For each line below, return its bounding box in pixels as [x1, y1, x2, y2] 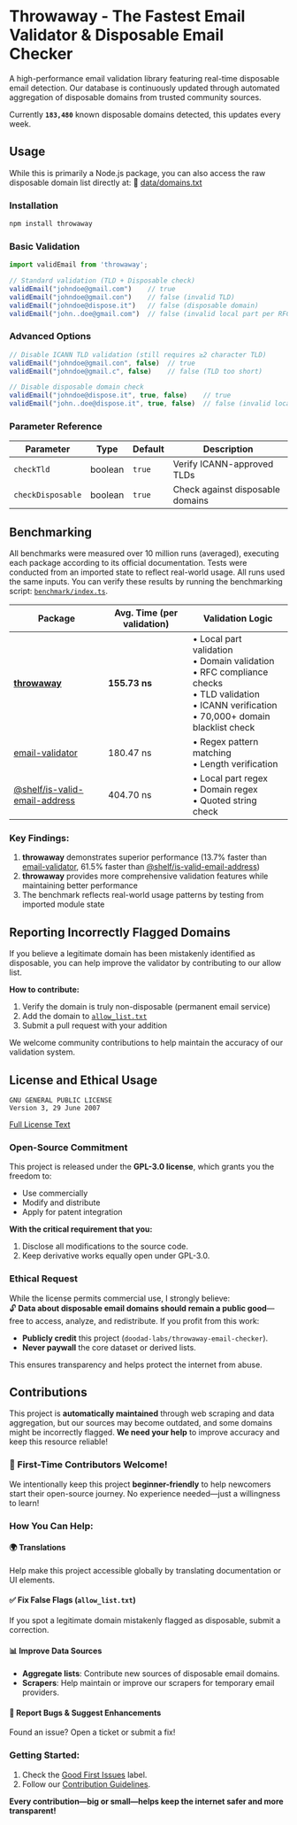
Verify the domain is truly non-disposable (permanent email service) [21, 1001, 271, 1012]
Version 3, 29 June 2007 [9, 1104, 101, 1113]
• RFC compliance [193, 666, 269, 678]
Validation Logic [202, 613, 273, 625]
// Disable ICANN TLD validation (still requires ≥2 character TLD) [9, 350, 267, 360]
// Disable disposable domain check [9, 383, 144, 391]
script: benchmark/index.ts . [9, 586, 109, 597]
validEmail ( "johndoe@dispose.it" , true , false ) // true [9, 391, 232, 400]
